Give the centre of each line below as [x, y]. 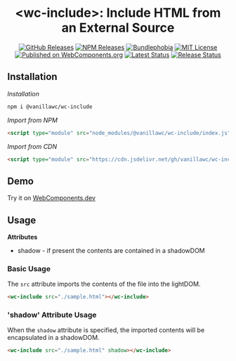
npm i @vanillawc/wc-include [50, 107]
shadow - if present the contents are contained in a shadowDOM [111, 250]
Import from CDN [32, 146]
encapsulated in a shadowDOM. [53, 338]
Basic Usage [29, 268]
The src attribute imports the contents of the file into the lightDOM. [104, 284]
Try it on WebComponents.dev [52, 198]
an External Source [118, 28]
